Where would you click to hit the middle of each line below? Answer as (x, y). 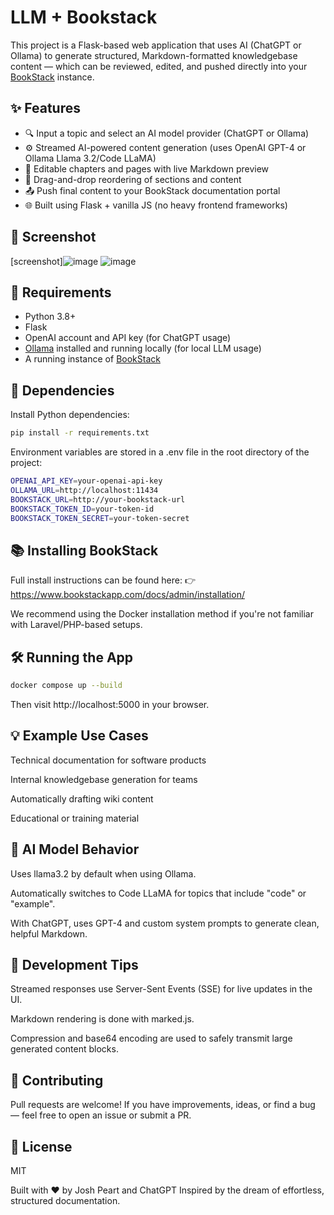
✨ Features (45, 108)
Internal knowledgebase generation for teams (104, 779)
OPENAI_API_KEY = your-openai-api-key (86, 481)
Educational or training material (75, 818)
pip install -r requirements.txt (80, 433)
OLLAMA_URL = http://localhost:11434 (84, 490)
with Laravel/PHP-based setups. (76, 625)
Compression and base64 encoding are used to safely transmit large (151, 1038)
